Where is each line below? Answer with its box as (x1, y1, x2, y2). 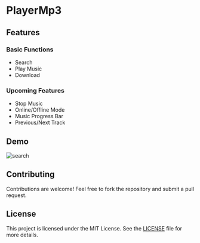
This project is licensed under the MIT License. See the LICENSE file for (6, 224, 183, 232)
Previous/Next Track (14, 119, 66, 126)
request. (6, 192, 27, 199)
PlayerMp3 (6, 4, 62, 17)
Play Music (14, 65, 42, 72)
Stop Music (14, 100, 43, 107)
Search (14, 59, 33, 66)
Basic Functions (6, 45, 54, 54)
